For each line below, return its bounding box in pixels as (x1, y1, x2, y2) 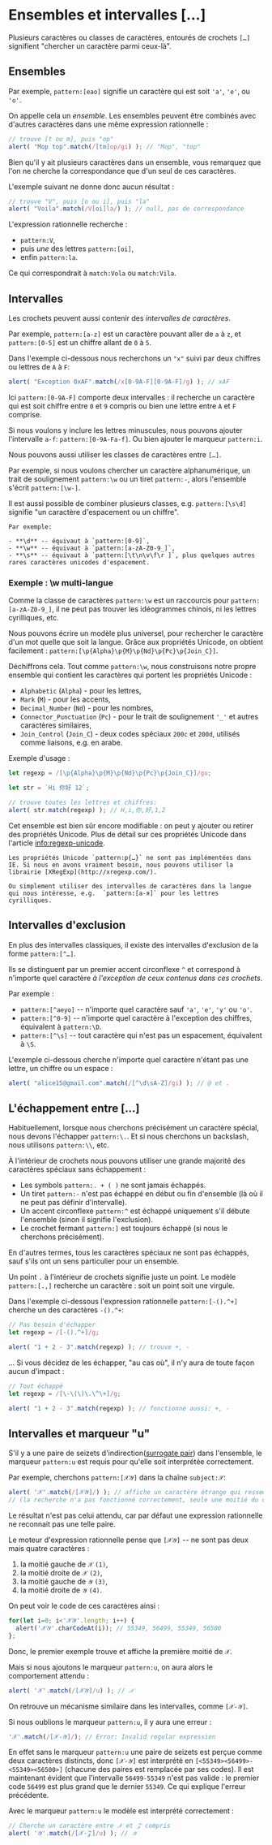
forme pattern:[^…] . (8, 948, 76, 958)
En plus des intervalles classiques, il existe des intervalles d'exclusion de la (8, 940, 259, 949)
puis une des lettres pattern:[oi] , (19, 244, 134, 253)
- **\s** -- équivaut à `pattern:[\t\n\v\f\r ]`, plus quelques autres (8, 551, 255, 560)
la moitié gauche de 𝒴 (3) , (19, 1577, 108, 1587)
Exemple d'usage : (8, 754, 70, 763)
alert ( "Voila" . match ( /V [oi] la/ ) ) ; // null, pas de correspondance (8, 205, 244, 213)
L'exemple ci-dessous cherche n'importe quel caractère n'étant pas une (8, 1054, 249, 1065)
